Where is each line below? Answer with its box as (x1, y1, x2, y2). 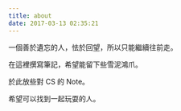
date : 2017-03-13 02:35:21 (8, 19, 99, 27)
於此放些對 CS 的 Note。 (8, 76, 90, 86)
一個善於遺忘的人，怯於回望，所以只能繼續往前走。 (8, 42, 178, 52)
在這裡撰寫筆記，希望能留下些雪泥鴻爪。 (8, 60, 142, 69)
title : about (8, 11, 52, 20)
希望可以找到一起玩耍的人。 (8, 93, 101, 103)
